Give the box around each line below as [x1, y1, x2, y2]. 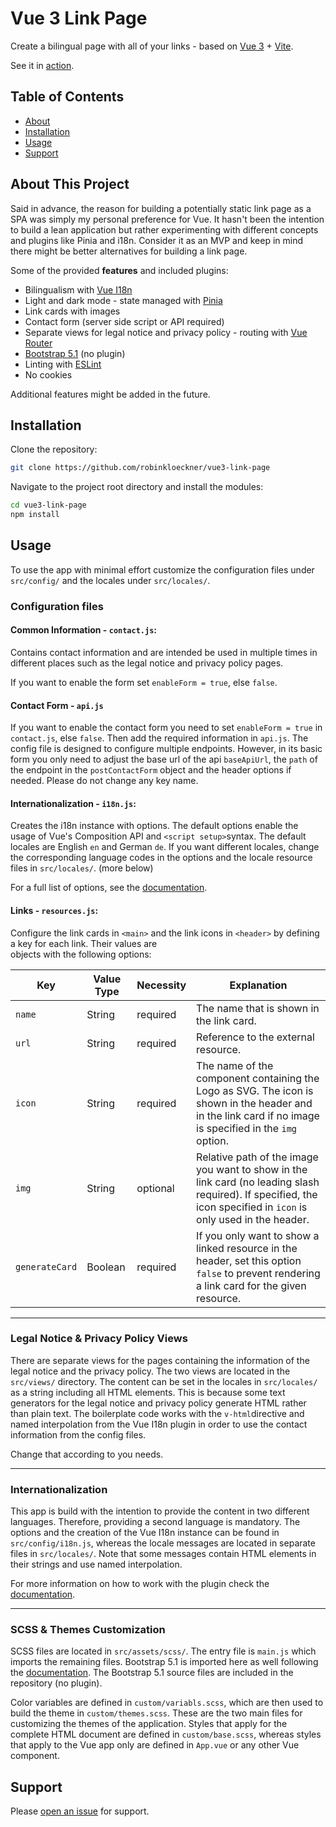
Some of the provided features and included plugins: [10, 264, 229, 276]
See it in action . [10, 59, 75, 71]
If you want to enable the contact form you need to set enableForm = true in [10, 722, 323, 734]
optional [136, 1181, 175, 1195]
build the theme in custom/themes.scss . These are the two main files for [10, 1707, 303, 1719]
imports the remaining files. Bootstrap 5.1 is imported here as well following [10, 1656, 319, 1668]
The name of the [196, 1058, 274, 1072]
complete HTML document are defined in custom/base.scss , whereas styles [10, 1728, 322, 1741]
